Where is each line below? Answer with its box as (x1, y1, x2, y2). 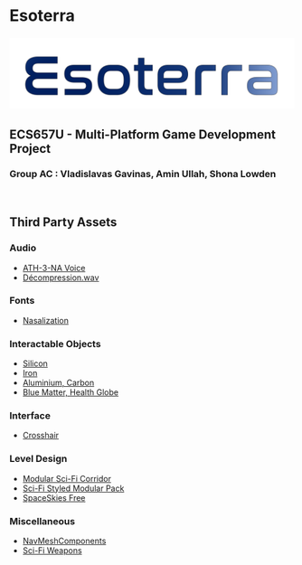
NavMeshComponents (22, 535, 107, 546)
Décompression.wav (22, 272, 99, 283)
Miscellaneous (9, 514, 75, 527)
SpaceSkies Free (22, 492, 86, 503)
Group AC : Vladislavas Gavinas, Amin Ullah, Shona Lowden (9, 168, 277, 181)
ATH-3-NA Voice (22, 262, 86, 273)
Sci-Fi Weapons (22, 545, 83, 556)
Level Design (9, 453, 68, 466)
